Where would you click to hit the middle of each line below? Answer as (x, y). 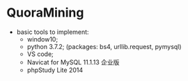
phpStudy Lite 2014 (55, 70)
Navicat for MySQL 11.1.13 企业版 (73, 62)
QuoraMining (45, 13)
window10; (42, 39)
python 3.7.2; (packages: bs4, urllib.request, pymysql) (104, 46)
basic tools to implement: (53, 32)
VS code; (40, 54)
